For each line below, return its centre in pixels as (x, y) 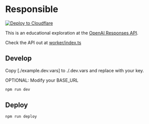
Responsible (32, 9)
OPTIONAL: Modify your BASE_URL (42, 80)
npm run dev (18, 89)
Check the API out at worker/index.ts (43, 42)
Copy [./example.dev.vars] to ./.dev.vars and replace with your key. (75, 70)
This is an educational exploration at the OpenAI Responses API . (72, 33)
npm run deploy (21, 116)
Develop (18, 58)
